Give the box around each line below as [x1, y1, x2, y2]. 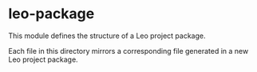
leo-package [8, 5, 95, 23]
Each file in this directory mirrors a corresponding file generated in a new [8, 46, 249, 55]
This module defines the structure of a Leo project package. [8, 31, 206, 40]
